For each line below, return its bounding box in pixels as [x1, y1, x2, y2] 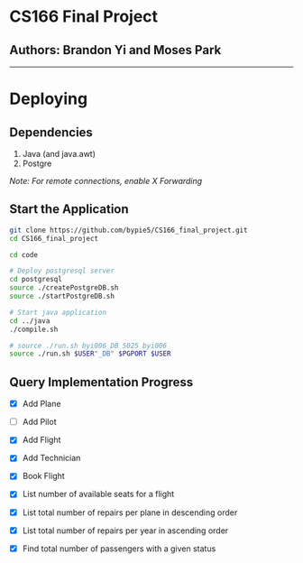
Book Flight [22, 471, 65, 482]
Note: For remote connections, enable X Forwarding [9, 176, 203, 186]
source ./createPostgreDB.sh [9, 283, 119, 292]
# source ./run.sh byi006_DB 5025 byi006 [9, 341, 168, 350]
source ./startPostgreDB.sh [9, 291, 115, 301]
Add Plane [22, 399, 61, 410]
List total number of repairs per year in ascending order [22, 525, 229, 536]
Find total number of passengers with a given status [22, 543, 216, 554]
